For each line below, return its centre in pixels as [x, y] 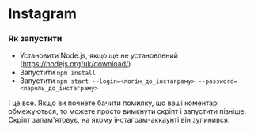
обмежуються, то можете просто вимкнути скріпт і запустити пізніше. [127, 111]
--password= [218, 81]
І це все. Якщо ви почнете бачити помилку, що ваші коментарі [114, 103]
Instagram [43, 14]
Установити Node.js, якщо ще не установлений [99, 55]
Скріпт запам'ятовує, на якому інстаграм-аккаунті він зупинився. [119, 120]
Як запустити [35, 39]
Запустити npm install [58, 73]
